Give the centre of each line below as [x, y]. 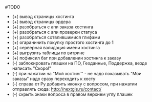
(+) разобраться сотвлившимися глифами [56, 37]
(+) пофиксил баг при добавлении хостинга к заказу [66, 58]
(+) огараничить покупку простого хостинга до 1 [63, 42]
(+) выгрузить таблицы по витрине [48, 53]
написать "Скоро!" [32, 68]
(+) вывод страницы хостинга [43, 16]
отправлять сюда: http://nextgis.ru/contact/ [57, 89]
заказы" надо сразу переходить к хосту [54, 79]
